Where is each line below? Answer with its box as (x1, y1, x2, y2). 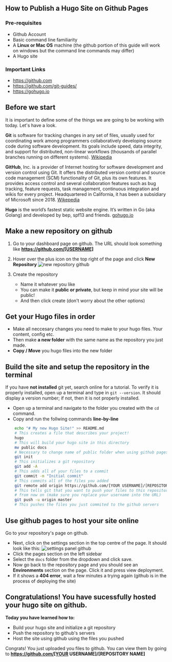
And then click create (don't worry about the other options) (20, 297, 145, 304)
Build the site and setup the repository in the (5, 363, 150, 371)
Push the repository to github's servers (12, 630, 95, 636)
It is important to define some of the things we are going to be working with (5, 116, 164, 123)
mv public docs (14, 445, 47, 450)
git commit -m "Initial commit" (14, 473, 83, 478)
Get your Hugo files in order (5, 312, 96, 321)
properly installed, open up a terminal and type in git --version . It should (5, 390, 161, 396)
